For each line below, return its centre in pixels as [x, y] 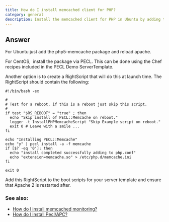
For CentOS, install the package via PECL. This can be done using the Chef [83, 61]
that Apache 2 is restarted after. [38, 185]
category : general [24, 15]
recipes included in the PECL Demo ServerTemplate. [59, 67]
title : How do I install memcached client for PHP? [60, 10]
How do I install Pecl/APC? [40, 214]
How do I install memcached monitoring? [55, 209]
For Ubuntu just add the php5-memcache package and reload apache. [78, 52]
